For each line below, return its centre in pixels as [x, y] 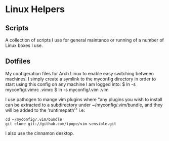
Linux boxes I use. [24, 45]
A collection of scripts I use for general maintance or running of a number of [85, 40]
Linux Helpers [35, 9]
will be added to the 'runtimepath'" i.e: [45, 110]
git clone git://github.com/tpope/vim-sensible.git [61, 124]
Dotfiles [18, 61]
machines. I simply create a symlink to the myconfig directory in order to [81, 79]
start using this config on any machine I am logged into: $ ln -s [70, 84]
